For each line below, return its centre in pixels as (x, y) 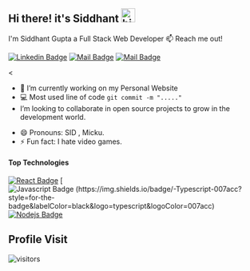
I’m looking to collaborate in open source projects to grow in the (125, 108)
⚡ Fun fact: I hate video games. (71, 141)
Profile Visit (38, 239)
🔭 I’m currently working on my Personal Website (99, 88)
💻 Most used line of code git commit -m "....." (101, 97)
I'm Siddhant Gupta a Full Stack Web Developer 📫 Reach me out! (116, 38)
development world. (53, 117)
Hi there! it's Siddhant (64, 19)
